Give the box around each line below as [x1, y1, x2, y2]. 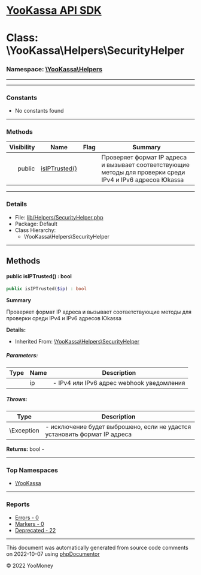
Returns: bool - [6, 445, 45, 453]
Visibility [9, 143, 35, 152]
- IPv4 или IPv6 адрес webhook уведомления [53, 379, 185, 387]
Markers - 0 [14, 520, 45, 528]
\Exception [9, 426, 40, 435]
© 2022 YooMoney [6, 562, 54, 569]
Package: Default [14, 220, 58, 227]
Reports [6, 500, 30, 508]
